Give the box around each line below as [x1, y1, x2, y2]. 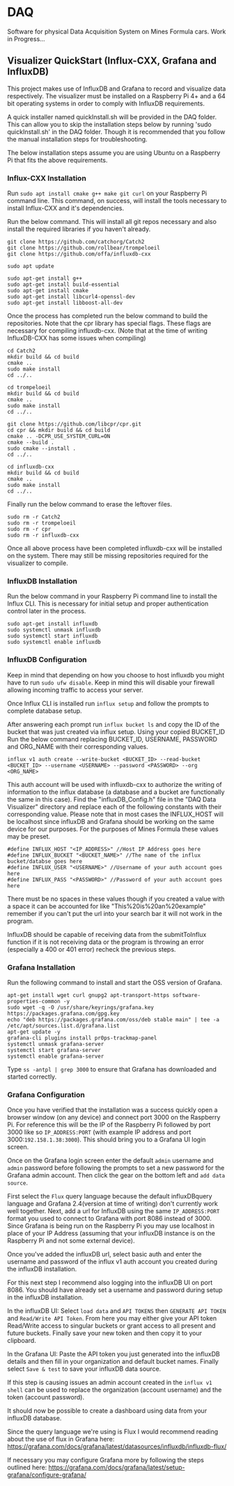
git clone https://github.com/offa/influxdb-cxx [7, 250, 151, 258]
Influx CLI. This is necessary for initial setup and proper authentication [7, 599, 209, 608]
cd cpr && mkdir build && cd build [7, 427, 111, 434]
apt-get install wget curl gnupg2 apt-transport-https [7, 991, 170, 998]
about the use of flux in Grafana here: [7, 1435, 115, 1443]
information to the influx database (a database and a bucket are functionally [7, 788, 225, 796]
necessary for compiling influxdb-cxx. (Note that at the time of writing [7, 327, 208, 335]
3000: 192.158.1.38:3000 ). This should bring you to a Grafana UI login [7, 1135, 206, 1144]
